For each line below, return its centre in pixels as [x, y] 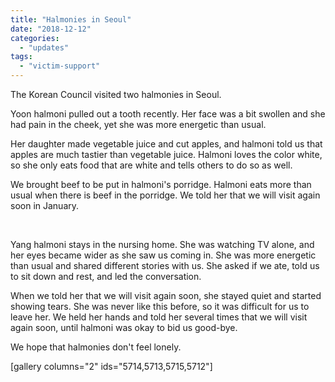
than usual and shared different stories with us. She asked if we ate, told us [165, 265]
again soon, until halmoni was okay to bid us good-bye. [124, 327]
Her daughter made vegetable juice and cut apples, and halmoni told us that [166, 144]
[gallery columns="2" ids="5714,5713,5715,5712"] [111, 366]
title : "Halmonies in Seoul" [71, 19]
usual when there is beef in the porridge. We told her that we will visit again [165, 195]
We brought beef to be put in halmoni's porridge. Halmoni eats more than [161, 184]
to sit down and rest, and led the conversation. [106, 276]
